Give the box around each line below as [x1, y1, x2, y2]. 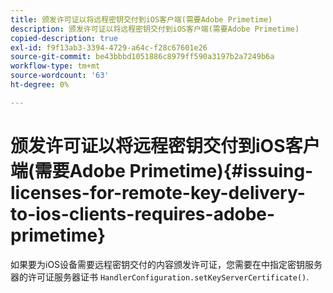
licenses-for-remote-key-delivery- [10, 181, 306, 204]
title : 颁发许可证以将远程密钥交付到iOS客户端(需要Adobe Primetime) [10, 14, 273, 25]
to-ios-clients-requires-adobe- [10, 202, 276, 225]
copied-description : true [10, 33, 118, 43]
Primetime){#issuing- [129, 159, 314, 182]
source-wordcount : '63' [10, 71, 110, 81]
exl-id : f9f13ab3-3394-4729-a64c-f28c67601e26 [10, 42, 208, 53]
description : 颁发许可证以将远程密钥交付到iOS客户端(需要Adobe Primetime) [10, 24, 300, 34]
